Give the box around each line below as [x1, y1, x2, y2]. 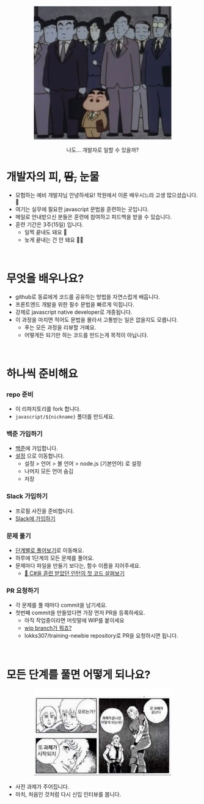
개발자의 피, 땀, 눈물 [6, 169, 100, 184]
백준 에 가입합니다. [15, 445, 58, 452]
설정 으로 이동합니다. [15, 452, 65, 460]
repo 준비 [6, 390, 34, 398]
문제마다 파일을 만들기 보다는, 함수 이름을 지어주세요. [15, 562, 141, 570]
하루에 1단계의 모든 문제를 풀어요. [15, 554, 95, 562]
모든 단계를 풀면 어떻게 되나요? [6, 668, 151, 682]
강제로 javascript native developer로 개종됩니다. [15, 308, 133, 316]
